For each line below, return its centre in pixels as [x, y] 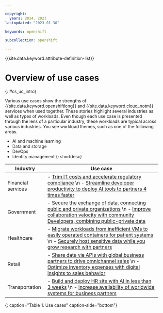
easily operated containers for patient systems [100, 235]
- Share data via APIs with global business [96, 255]
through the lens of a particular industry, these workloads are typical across [81, 121]
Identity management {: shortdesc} [47, 157]
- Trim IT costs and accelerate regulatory [94, 177]
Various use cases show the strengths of [46, 101]
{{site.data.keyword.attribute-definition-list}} [50, 58]
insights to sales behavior [76, 273]
